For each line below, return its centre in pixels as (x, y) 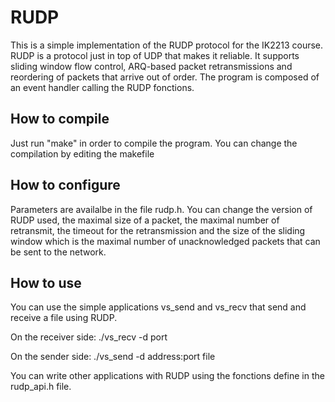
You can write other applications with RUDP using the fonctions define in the (167, 376)
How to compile (60, 119)
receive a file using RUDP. (64, 318)
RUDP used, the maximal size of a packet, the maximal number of (145, 220)
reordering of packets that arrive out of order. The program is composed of (165, 77)
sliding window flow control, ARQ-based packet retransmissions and (151, 66)
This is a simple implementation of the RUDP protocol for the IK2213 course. (167, 45)
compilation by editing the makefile (82, 153)
